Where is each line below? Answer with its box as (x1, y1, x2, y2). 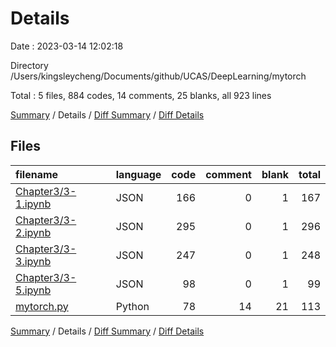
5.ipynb (15, 283, 52, 297)
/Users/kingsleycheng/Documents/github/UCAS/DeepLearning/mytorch (10, 70, 307, 82)
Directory (10, 59, 49, 71)
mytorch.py (15, 299, 69, 313)
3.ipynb (15, 254, 52, 268)
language (115, 167, 162, 181)
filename (15, 167, 59, 181)
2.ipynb (15, 225, 52, 239)
